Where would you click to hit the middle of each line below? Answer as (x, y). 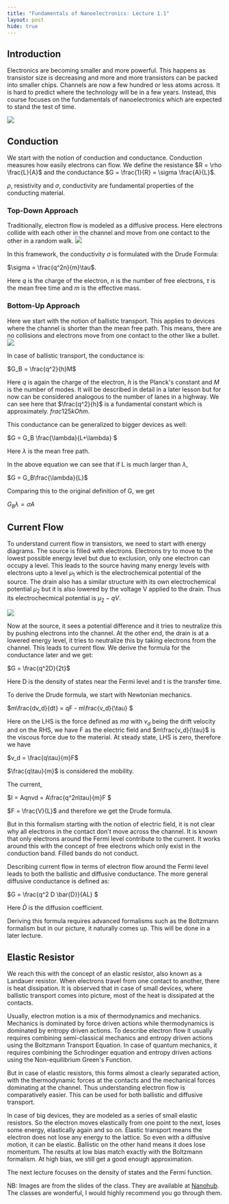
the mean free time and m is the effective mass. (74, 288)
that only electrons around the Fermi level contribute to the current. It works (114, 839)
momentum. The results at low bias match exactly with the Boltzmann (105, 1152)
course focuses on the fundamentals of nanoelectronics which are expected (114, 99)
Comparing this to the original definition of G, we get (81, 491)
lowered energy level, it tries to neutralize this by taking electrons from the (112, 640)
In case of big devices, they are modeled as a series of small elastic (103, 1116)
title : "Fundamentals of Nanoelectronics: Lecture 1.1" (88, 13)
